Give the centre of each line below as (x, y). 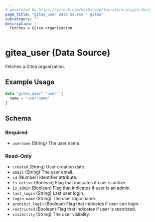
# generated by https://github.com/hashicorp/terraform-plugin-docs (78, 10)
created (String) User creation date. (49, 167)
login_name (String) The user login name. (54, 199)
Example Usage (30, 82)
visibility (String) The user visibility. (51, 215)
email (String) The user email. (43, 172)
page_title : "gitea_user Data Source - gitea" (54, 14)
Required (16, 132)
